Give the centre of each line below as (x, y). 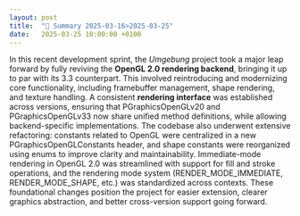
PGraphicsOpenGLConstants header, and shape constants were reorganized (150, 145)
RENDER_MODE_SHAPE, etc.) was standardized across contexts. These (142, 183)
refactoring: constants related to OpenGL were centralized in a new (133, 136)
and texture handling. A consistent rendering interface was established (141, 97)
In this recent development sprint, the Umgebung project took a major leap (146, 60)
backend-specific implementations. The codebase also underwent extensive (150, 126)
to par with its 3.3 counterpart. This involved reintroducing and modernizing (148, 79)
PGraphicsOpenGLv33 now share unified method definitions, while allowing (148, 116)
